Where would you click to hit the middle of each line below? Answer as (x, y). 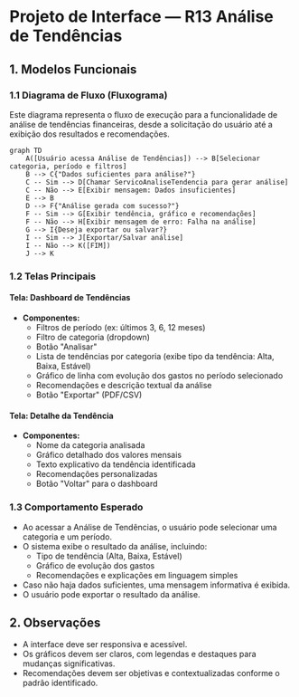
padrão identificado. (60, 683)
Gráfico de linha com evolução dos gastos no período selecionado (159, 376)
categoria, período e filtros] (68, 166)
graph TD (26, 150)
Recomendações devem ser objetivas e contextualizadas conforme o (151, 673)
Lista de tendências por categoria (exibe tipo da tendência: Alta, (155, 356)
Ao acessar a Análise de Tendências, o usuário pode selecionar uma (149, 527)
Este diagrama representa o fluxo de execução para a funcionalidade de (144, 114)
